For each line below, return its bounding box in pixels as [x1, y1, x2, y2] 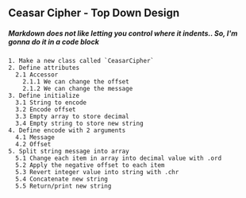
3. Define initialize [8, 91, 80, 100]
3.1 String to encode [15, 99, 87, 107]
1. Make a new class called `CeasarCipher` [8, 57, 155, 65]
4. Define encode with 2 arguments [8, 126, 126, 134]
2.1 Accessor [15, 71, 59, 79]
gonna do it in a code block [8, 37, 99, 46]
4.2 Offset [15, 141, 52, 149]
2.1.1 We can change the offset [22, 78, 129, 86]
